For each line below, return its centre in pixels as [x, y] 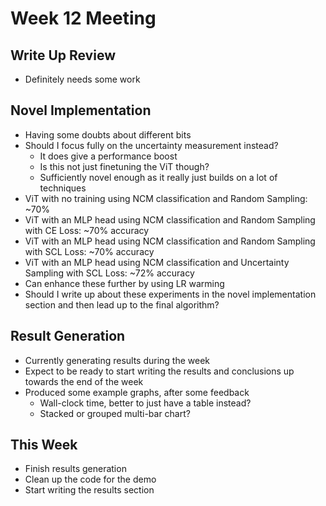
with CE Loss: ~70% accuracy [87, 230]
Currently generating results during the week [117, 360]
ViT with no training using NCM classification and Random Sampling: [166, 198]
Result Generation [68, 336]
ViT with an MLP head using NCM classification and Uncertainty [157, 262]
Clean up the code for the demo [90, 479]
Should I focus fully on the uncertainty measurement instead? [151, 145]
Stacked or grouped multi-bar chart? [115, 413]
